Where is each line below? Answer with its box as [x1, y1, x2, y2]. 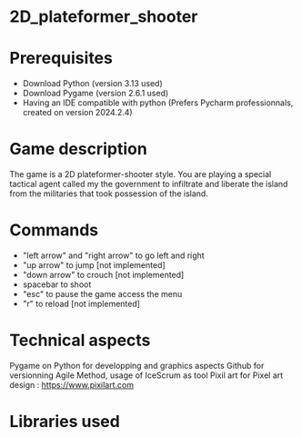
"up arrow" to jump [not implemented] [22, 260, 166, 270]
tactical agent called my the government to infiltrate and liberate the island [9, 179, 288, 190]
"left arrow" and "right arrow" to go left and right [22, 250, 205, 261]
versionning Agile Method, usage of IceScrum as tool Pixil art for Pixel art [9, 370, 284, 381]
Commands [9, 220, 99, 241]
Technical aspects [9, 330, 151, 351]
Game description [9, 139, 147, 160]
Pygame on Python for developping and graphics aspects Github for [9, 360, 265, 371]
